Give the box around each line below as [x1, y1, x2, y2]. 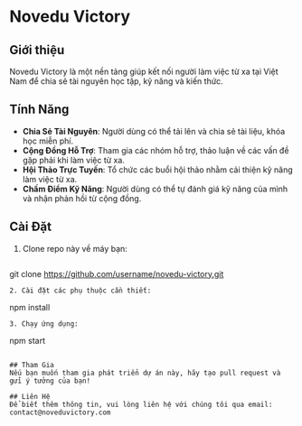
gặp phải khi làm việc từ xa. [22, 154, 125, 165]
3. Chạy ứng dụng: [9, 319, 79, 329]
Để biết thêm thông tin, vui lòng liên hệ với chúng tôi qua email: [9, 400, 273, 409]
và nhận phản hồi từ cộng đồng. [22, 192, 142, 204]
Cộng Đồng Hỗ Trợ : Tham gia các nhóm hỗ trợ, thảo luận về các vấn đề [22, 144, 289, 155]
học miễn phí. [22, 135, 74, 146]
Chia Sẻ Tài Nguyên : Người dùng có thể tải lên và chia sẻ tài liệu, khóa [22, 125, 286, 136]
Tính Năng [9, 102, 70, 117]
